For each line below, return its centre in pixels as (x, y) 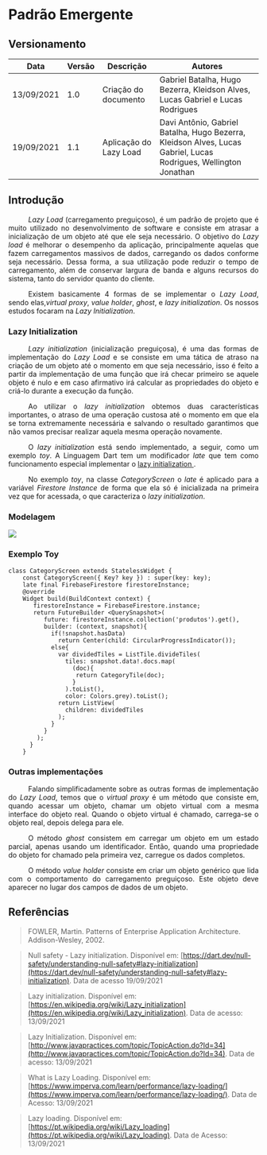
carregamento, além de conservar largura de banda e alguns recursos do (133, 270)
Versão (81, 66)
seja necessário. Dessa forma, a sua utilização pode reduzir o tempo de (133, 262)
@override (39, 591)
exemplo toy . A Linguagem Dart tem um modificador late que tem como (133, 455)
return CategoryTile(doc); (120, 675)
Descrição (127, 66)
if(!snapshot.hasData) (88, 634)
